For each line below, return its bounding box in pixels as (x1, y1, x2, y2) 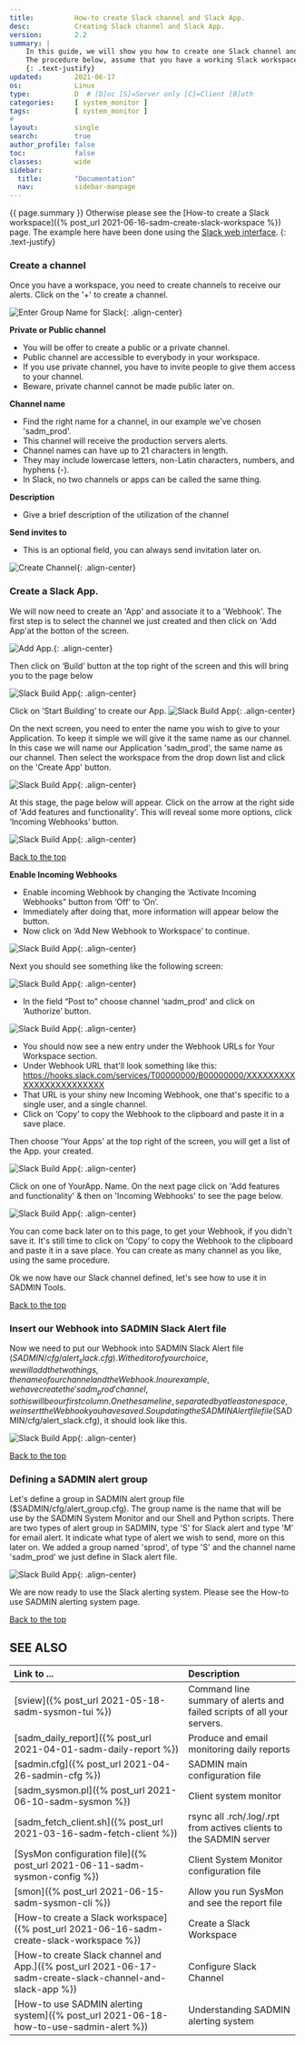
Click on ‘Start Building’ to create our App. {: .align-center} (9, 705, 296, 716)
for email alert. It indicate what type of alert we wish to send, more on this (9, 1532, 285, 1543)
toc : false (9, 148, 95, 157)
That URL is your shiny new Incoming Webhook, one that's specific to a (22, 1089, 290, 1100)
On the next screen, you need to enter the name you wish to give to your (9, 722, 280, 733)
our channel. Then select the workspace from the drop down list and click (9, 751, 286, 762)
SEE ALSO (9, 1640, 68, 1656)
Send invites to (9, 527, 67, 538)
